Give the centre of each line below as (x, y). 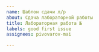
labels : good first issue (39, 29)
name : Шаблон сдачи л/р (36, 12)
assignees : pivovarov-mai (39, 34)
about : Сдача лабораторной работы (50, 18)
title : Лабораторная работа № (44, 23)
